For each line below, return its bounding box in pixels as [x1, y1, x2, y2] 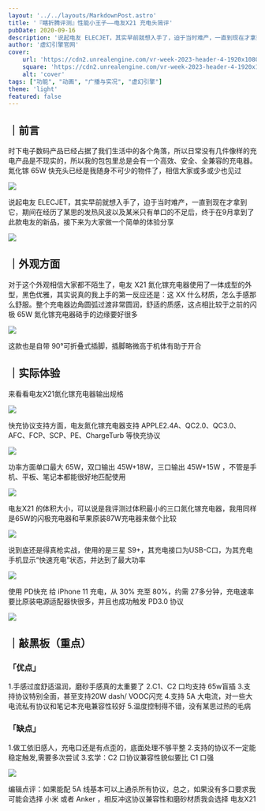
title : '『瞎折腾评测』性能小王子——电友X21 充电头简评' [8, 19, 174, 27]
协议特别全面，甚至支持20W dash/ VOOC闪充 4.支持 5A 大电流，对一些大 [14, 692, 253, 701]
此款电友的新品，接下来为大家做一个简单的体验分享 [8, 217, 174, 227]
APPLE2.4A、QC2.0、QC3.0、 [140, 421, 241, 430]
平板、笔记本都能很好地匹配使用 [21, 472, 126, 481]
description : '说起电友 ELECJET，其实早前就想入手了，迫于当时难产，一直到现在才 [8, 33, 251, 42]
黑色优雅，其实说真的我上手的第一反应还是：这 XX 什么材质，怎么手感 [21, 289, 250, 299]
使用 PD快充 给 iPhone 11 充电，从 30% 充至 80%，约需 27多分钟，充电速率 [8, 587, 255, 596]
